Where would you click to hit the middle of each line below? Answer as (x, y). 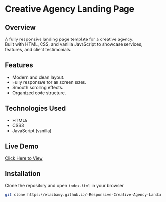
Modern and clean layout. (38, 77)
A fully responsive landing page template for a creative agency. (69, 39)
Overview (21, 27)
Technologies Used (35, 108)
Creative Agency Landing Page (70, 9)
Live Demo (22, 146)
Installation (23, 174)
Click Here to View (24, 158)
